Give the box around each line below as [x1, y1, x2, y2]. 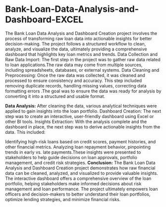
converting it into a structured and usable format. [5, 93, 106, 99]
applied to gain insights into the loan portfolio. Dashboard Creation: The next [5, 108, 161, 114]
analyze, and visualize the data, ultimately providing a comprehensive [5, 46, 147, 52]
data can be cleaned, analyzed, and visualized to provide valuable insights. [5, 170, 159, 176]
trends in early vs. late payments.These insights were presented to [5, 149, 141, 155]
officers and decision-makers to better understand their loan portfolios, [5, 191, 151, 197]
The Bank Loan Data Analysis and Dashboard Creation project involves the [5, 30, 158, 36]
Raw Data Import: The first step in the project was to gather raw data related [5, 56, 161, 62]
